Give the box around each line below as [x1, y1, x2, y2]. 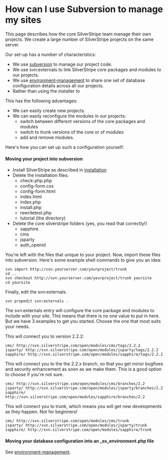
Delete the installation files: [12, 172, 69, 179]
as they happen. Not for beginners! [5, 409, 78, 415]
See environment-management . [5, 449, 71, 455]
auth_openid [20, 242, 46, 248]
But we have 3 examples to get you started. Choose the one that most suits [5, 318, 161, 324]
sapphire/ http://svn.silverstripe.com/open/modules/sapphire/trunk [5, 427, 152, 432]
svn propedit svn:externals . [5, 299, 69, 304]
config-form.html [20, 188, 56, 195]
